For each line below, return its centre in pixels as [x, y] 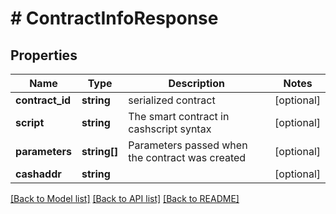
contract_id [43, 100]
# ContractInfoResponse [114, 18]
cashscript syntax [170, 129]
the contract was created [187, 157]
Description [196, 83]
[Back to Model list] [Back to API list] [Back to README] [125, 198]
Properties [44, 55]
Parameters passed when [188, 145]
